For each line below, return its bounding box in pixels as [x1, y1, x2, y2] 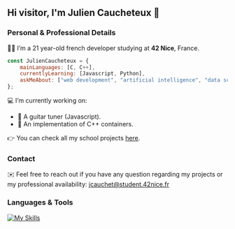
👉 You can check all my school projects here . [7, 134, 141, 142]
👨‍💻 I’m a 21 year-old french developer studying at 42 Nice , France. [7, 43, 200, 52]
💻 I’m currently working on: [7, 96, 87, 105]
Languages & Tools [7, 198, 73, 207]
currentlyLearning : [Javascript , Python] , [20, 71, 145, 77]
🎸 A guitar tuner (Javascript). [17, 112, 101, 121]
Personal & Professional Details [7, 28, 116, 38]
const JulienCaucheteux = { [7, 57, 90, 64]
